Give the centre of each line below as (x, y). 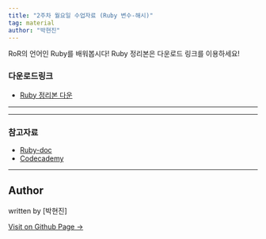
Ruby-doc (36, 150)
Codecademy (42, 158)
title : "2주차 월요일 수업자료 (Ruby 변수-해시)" (81, 15)
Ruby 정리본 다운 (46, 95)
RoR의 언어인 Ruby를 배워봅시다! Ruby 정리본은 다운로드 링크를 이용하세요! (124, 54)
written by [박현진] (38, 211)
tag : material (32, 23)
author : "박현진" (34, 30)
